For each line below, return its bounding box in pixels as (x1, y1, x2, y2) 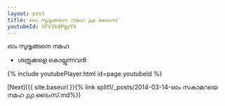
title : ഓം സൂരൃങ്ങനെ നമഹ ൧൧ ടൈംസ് (7, 17, 119, 24)
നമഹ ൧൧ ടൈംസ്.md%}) (7, 91, 81, 99)
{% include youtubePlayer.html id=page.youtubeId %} (7, 70, 163, 78)
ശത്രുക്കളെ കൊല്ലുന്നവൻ (17, 56, 87, 64)
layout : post (7, 10, 45, 17)
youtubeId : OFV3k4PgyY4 (7, 23, 77, 30)
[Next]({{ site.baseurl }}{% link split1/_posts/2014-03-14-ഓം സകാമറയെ (7, 83, 219, 91)
